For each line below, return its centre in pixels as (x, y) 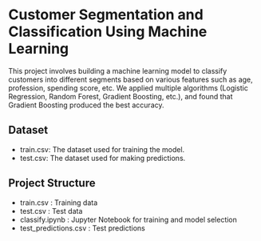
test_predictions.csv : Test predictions (82, 228)
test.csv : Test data (51, 211)
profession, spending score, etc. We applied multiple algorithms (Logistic (129, 88)
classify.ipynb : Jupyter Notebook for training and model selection (129, 219)
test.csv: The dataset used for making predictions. (103, 158)
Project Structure (52, 183)
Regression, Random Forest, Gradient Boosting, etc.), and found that (121, 96)
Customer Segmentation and (106, 15)
